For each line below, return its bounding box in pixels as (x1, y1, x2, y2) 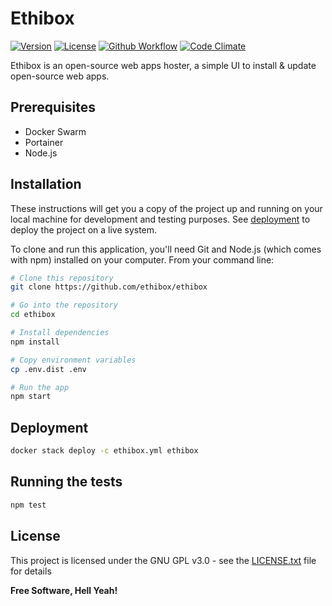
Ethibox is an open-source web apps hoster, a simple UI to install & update (10, 59, 317, 71)
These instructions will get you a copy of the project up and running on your (10, 202, 323, 214)
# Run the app (10, 382, 70, 392)
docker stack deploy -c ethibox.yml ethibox (10, 446, 199, 456)
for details (10, 565, 52, 577)
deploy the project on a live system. (10, 223, 158, 236)
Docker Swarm (24, 125, 87, 137)
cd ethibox (10, 310, 56, 320)
